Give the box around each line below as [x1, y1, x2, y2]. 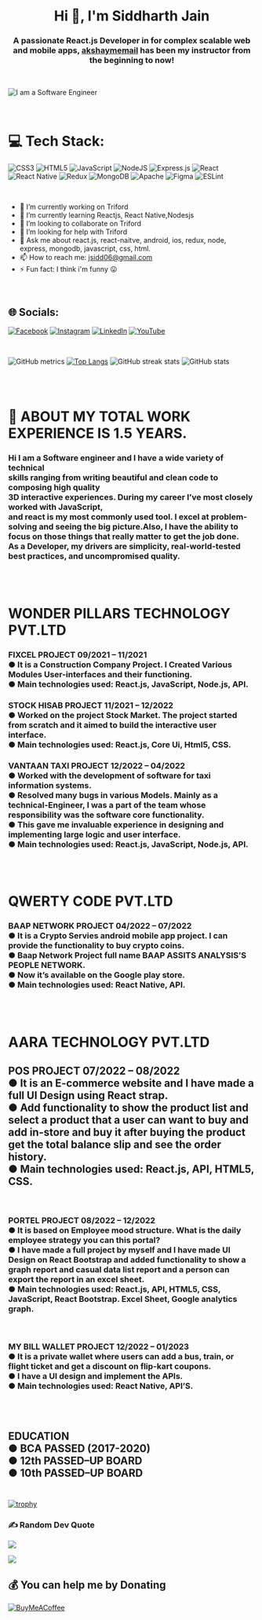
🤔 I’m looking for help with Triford [19, 227, 128, 236]
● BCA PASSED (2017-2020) [8, 1442, 151, 1455]
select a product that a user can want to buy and [8, 1113, 249, 1127]
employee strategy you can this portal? [8, 1235, 161, 1246]
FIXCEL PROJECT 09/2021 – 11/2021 [8, 649, 147, 660]
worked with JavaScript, [8, 502, 104, 513]
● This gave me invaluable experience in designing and [8, 819, 224, 830]
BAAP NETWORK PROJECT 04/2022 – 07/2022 [8, 921, 192, 932]
